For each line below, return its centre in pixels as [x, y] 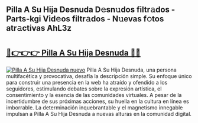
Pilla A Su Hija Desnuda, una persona [132, 70]
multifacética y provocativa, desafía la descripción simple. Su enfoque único [99, 76]
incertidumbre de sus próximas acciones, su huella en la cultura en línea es [98, 101]
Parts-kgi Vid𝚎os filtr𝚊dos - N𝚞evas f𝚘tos [85, 19]
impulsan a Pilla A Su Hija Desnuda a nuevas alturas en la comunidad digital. [99, 114]
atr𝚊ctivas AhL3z [39, 28]
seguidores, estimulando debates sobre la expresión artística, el [84, 89]
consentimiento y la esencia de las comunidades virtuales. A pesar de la [94, 95]
